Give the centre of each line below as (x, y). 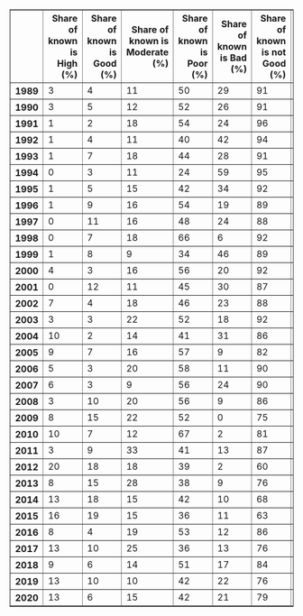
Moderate (147, 52)
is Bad (234, 58)
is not (274, 52)
